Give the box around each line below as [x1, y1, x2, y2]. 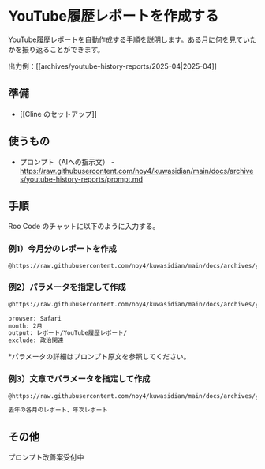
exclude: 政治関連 [8, 336, 65, 344]
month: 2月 [8, 321, 43, 330]
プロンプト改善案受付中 [8, 452, 84, 462]
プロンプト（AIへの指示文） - [19, 157, 115, 167]
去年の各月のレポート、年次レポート [8, 406, 108, 415]
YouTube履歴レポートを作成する [8, 7, 219, 25]
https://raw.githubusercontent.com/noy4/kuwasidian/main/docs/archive [19, 166, 254, 175]
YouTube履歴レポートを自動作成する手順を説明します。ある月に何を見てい [8, 35, 251, 44]
